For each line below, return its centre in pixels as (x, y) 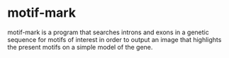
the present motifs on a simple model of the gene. (80, 47)
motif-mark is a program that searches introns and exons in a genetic (108, 32)
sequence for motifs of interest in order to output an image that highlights (114, 39)
